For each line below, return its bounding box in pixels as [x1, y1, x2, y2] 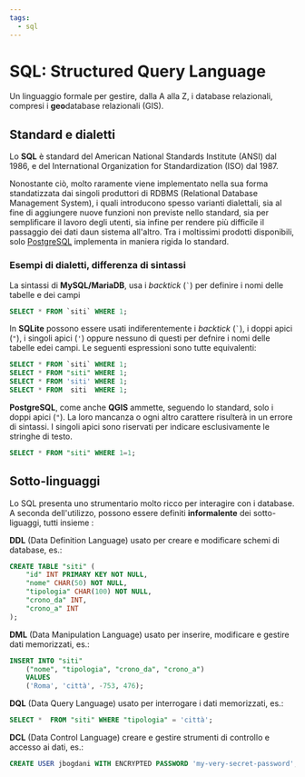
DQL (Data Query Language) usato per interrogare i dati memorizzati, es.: [9, 698, 284, 709]
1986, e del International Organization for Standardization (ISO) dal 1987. [9, 161, 279, 172]
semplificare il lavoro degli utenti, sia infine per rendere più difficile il [9, 217, 265, 228]
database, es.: [9, 544, 63, 555]
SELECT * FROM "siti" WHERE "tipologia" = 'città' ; [9, 715, 213, 725]
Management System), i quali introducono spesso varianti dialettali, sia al [9, 197, 282, 209]
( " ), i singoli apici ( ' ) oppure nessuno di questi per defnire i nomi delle [9, 333, 271, 344]
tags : [9, 13, 30, 23]
